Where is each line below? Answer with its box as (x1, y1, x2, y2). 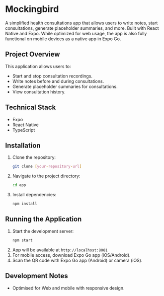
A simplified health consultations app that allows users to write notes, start (5, 20, 158, 26)
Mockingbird (5, 3, 59, 15)
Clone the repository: (12, 154, 56, 160)
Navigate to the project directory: (12, 173, 81, 179)
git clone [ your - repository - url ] (12, 164, 82, 169)
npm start (12, 237, 33, 243)
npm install (12, 201, 37, 207)
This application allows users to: (5, 63, 71, 69)
